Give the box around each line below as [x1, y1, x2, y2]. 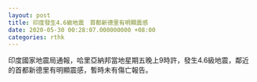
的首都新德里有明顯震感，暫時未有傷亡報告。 [8, 66, 153, 75]
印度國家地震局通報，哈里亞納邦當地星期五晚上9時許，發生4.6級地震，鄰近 [8, 55, 249, 65]
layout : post [8, 11, 51, 20]
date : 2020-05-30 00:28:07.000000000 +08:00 [8, 26, 156, 34]
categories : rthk [8, 33, 65, 41]
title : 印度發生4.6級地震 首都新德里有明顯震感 [8, 19, 149, 27]
